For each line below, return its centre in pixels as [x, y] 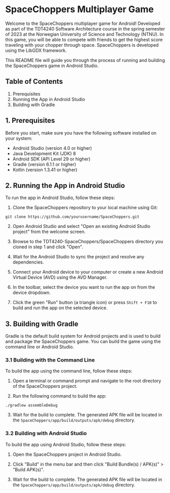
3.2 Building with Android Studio [46, 434]
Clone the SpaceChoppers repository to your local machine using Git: [85, 208]
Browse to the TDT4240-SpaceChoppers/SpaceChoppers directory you [88, 242]
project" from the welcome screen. [49, 232]
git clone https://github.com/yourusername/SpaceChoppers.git [72, 217]
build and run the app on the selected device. [60, 308]
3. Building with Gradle [42, 324]
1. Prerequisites [30, 121]
